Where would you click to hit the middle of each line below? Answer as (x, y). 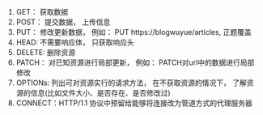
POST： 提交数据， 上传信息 (63, 22)
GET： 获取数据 (42, 12)
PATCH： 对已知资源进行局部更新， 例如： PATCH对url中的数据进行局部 (135, 62)
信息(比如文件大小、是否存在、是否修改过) (101, 93)
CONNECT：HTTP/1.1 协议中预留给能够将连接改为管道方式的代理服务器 (134, 103)
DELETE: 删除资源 (46, 52)
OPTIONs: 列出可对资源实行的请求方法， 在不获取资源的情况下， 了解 (131, 83)
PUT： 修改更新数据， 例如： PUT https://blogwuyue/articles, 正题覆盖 (134, 32)
